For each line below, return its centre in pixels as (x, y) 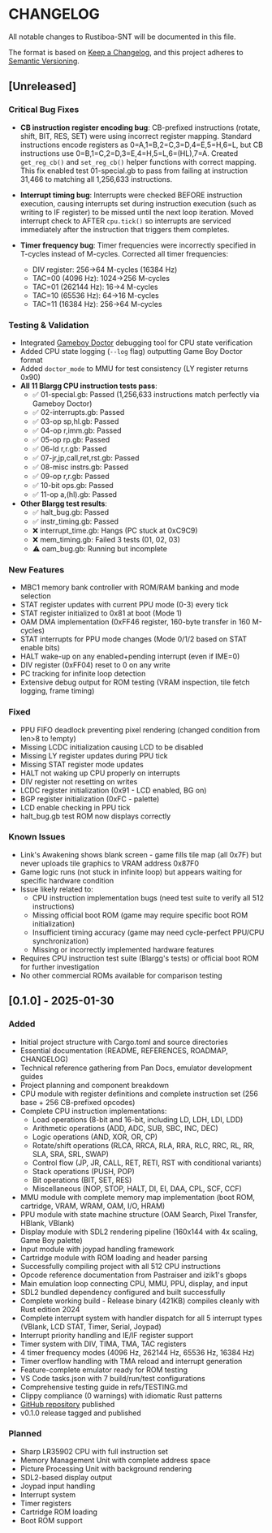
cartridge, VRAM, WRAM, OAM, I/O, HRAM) (93, 1206)
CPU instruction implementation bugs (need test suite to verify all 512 (148, 897)
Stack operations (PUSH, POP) (84, 1171)
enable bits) (40, 648)
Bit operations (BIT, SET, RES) (82, 1180)
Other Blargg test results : (64, 503)
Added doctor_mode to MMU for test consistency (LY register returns (134, 368)
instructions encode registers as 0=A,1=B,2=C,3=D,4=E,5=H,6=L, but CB (142, 145)
